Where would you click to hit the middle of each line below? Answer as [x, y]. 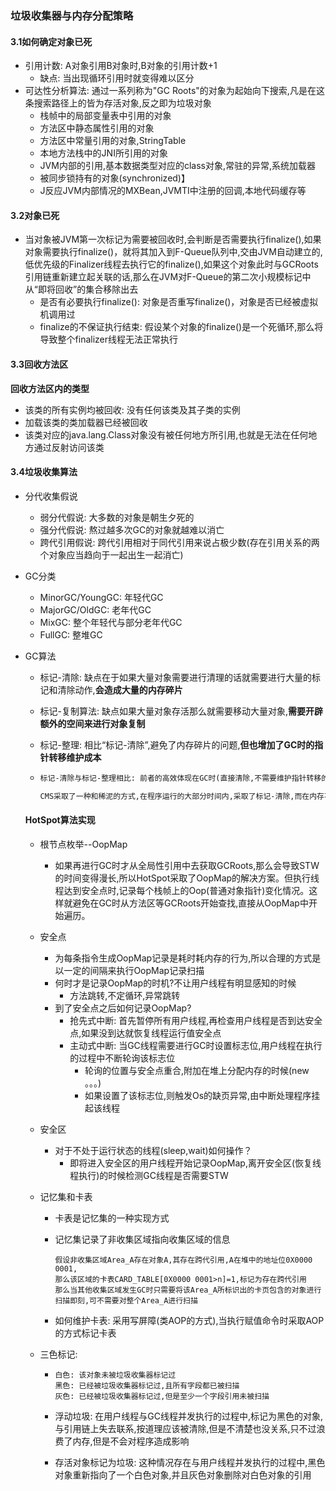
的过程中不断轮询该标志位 [122, 1058]
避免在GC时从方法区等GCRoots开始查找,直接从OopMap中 [190, 903]
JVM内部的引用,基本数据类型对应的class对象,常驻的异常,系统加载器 [178, 166]
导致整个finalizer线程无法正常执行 [109, 339]
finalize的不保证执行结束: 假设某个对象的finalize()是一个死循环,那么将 [181, 327]
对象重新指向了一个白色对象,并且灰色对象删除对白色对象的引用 [183, 1474]
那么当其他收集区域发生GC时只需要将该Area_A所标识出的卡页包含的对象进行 [188, 1290]
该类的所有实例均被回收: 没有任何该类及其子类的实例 [132, 409]
